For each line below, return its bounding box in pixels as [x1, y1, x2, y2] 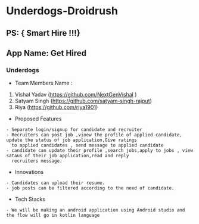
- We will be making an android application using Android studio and [6, 207, 185, 213]
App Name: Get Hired [6, 48, 87, 58]
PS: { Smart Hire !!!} [6, 28, 80, 38]
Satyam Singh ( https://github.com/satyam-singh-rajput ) [14, 97, 152, 105]
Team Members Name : [14, 79, 73, 87]
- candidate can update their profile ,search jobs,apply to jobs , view [6, 148, 194, 154]
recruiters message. [11, 158, 63, 164]
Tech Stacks [14, 195, 46, 203]
